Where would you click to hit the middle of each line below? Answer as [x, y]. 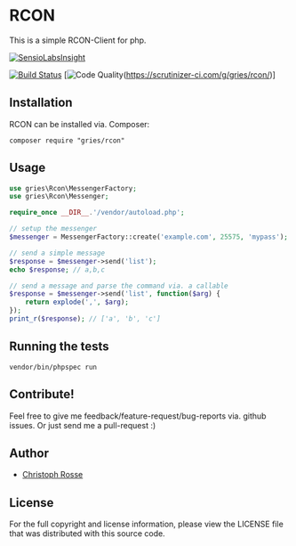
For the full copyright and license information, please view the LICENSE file [147, 524]
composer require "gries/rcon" [67, 140]
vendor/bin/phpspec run [53, 367]
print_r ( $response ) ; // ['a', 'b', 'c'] [85, 319]
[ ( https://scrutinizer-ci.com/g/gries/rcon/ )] [169, 74]
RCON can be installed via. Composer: [80, 124]
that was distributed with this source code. [88, 534]
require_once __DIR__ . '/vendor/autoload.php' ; [97, 213]
